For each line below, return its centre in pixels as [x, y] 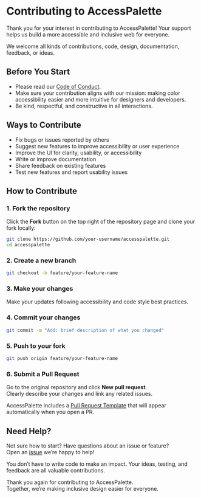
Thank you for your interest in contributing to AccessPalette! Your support [99, 28]
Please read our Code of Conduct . [58, 86]
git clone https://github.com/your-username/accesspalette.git [88, 239]
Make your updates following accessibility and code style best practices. [97, 302]
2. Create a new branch [41, 260]
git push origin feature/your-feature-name [62, 358]
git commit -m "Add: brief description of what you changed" [85, 330]
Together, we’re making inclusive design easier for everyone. [83, 488]
